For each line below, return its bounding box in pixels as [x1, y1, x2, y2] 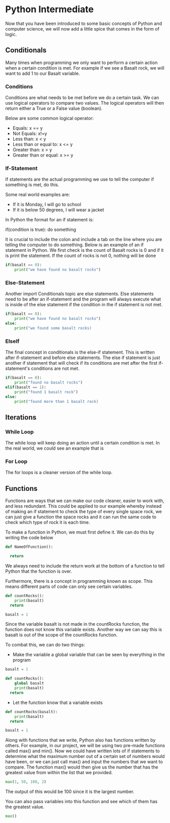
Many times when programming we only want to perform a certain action [5, 60, 158, 66]
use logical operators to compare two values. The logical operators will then [5, 100, 164, 106]
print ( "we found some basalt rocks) [14, 326, 92, 331]
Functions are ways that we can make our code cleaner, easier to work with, [5, 497, 164, 504]
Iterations [5, 413, 37, 422]
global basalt [14, 681, 44, 686]
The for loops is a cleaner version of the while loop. [5, 469, 113, 476]
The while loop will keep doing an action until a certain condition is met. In [5, 440, 160, 446]
